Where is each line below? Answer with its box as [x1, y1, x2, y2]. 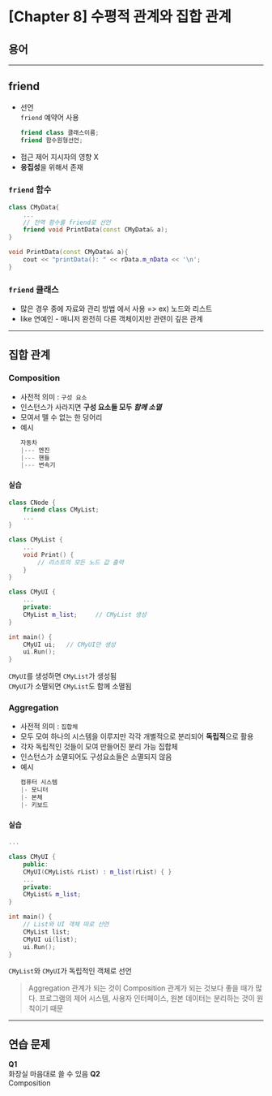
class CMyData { [8, 203, 60, 211]
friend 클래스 [8, 283, 59, 295]
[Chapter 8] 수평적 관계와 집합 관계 [8, 7, 232, 26]
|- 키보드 [19, 801, 49, 809]
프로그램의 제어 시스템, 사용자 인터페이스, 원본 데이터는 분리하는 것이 [39, 994, 255, 1003]
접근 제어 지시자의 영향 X [19, 152, 99, 162]
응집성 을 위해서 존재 [19, 162, 83, 171]
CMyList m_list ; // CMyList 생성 [23, 611, 147, 619]
